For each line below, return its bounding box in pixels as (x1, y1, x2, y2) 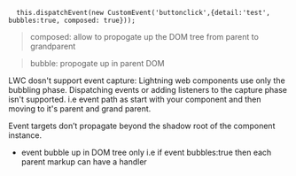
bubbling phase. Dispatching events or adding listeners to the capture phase (8, 85, 288, 95)
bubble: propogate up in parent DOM (29, 58, 165, 68)
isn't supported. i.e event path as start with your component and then (8, 94, 261, 104)
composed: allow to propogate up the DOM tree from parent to (29, 32, 259, 42)
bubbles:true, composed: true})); (8, 16, 136, 25)
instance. (8, 130, 43, 141)
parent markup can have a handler (20, 157, 147, 167)
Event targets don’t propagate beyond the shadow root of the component (8, 120, 276, 131)
